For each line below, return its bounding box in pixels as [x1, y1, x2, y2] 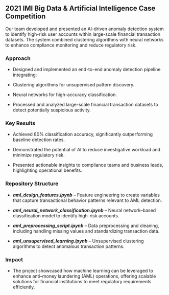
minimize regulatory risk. [12, 152, 65, 158]
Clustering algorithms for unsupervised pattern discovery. [12, 82, 135, 88]
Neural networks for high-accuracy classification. [12, 92, 117, 98]
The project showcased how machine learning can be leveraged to [12, 268, 153, 274]
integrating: [12, 72, 37, 78]
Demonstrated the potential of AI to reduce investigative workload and [12, 147, 161, 153]
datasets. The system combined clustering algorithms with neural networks [5, 36, 164, 42]
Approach [5, 55, 31, 62]
